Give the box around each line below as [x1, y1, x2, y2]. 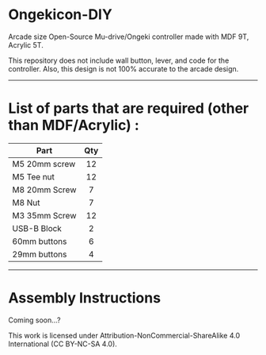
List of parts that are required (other [8, 99, 249, 118]
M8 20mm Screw [12, 184, 77, 195]
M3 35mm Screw [12, 210, 77, 221]
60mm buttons [12, 236, 67, 247]
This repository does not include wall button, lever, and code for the [8, 56, 230, 65]
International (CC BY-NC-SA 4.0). [8, 339, 117, 349]
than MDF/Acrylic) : [8, 117, 140, 134]
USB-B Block [12, 222, 62, 233]
